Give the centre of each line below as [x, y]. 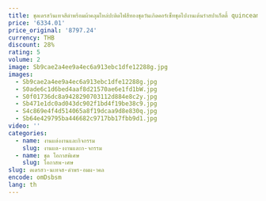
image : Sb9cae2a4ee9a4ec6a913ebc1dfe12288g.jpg [88, 67]
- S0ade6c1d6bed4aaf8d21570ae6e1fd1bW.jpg [86, 89]
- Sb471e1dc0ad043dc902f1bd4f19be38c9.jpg [86, 104]
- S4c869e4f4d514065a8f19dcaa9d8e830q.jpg [86, 112]
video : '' [25, 126]
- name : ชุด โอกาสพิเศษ [47, 155]
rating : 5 [25, 52]
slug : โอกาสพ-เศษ [48, 163]
